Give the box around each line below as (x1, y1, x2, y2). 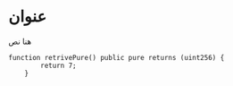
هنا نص (8, 36, 32, 47)
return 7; (40, 61, 77, 70)
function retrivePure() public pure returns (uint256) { (8, 53, 225, 62)
